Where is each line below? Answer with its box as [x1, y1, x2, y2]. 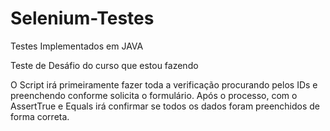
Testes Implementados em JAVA [10, 40, 144, 52]
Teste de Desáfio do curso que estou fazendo [10, 59, 199, 71]
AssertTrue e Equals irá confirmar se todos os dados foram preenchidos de [10, 100, 321, 112]
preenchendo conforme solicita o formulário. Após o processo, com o [10, 89, 298, 101]
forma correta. [10, 110, 70, 122]
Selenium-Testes [10, 7, 155, 30]
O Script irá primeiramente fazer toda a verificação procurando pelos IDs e [10, 78, 318, 91]
